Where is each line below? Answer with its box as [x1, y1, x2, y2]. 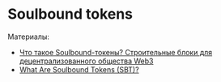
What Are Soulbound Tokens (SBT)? [19, 64, 139, 74]
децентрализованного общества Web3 [19, 56, 154, 66]
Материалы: [7, 32, 50, 41]
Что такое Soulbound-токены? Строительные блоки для [19, 47, 213, 57]
